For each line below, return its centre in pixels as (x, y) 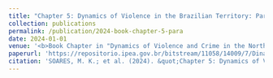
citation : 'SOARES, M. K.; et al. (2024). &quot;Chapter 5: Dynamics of (134, 62)
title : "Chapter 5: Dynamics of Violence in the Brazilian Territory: (130, 16)
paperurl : (25, 54)
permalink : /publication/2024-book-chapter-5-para (96, 31)
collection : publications (52, 24)
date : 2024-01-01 (38, 39)
